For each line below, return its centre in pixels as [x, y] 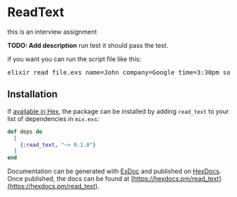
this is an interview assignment [52, 32]
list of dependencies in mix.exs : [53, 119]
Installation [32, 95]
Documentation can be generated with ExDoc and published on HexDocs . [114, 171]
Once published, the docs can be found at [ [71, 179]
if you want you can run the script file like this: [74, 59]
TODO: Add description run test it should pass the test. [88, 45]
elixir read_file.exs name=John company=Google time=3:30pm [114, 72]
